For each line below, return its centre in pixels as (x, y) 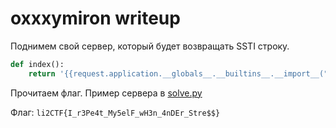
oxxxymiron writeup (95, 18)
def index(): (37, 64)
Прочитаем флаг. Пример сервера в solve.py (106, 93)
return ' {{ (51, 73)
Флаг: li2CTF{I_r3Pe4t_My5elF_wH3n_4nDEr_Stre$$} (115, 112)
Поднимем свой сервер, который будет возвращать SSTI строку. (150, 46)
